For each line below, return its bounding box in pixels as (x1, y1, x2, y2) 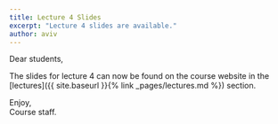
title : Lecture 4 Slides (9, 12, 102, 22)
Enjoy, (9, 97, 32, 108)
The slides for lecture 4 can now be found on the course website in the (9, 71, 270, 81)
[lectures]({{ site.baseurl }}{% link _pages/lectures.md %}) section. (9, 81, 257, 91)
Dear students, (9, 54, 64, 65)
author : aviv (9, 29, 58, 38)
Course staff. (9, 107, 57, 118)
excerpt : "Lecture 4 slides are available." (9, 21, 177, 30)
